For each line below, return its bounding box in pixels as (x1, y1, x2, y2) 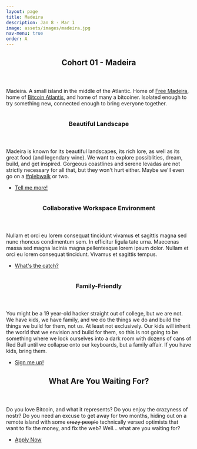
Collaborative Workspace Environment (42, 204, 156, 212)
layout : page (6, 8, 38, 15)
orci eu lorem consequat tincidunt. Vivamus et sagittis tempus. (6, 251, 158, 258)
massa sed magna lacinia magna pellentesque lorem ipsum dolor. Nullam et (6, 245, 189, 252)
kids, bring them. (6, 348, 47, 355)
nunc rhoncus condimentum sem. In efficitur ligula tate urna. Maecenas (6, 238, 179, 245)
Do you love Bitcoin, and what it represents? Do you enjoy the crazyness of (6, 405, 188, 413)
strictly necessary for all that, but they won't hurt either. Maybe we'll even (6, 167, 185, 174)
